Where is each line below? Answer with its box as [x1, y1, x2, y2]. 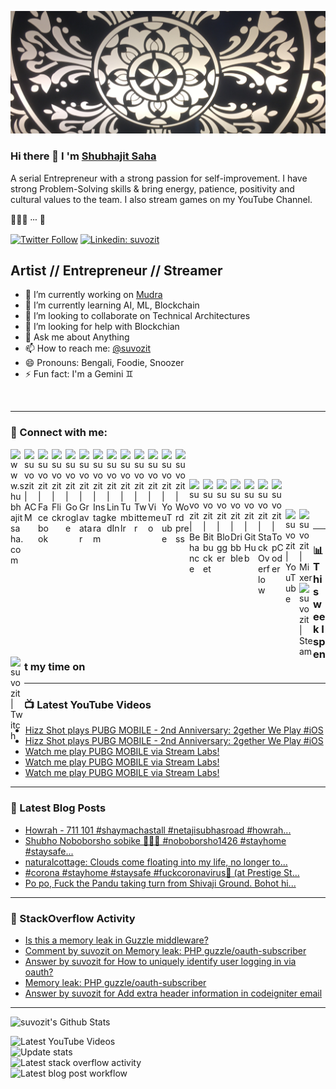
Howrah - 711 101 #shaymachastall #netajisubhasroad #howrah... [24, 824, 292, 836]
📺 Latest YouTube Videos [24, 698, 152, 711]
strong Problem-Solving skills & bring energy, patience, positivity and [10, 182, 295, 195]
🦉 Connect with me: [10, 426, 108, 440]
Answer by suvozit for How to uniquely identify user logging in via [24, 955, 297, 967]
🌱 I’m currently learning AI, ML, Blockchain [24, 299, 200, 311]
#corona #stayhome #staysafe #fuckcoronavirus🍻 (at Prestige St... [24, 866, 300, 878]
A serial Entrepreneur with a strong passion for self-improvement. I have [10, 172, 308, 184]
